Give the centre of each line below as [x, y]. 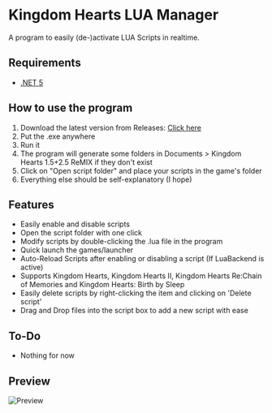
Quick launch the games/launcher [77, 250]
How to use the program [71, 108]
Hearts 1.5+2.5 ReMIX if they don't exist [86, 162]
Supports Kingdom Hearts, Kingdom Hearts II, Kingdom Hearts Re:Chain [141, 276]
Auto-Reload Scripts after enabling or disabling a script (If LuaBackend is [142, 259]
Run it [30, 144]
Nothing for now [47, 355]
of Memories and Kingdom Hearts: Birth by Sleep [102, 285]
